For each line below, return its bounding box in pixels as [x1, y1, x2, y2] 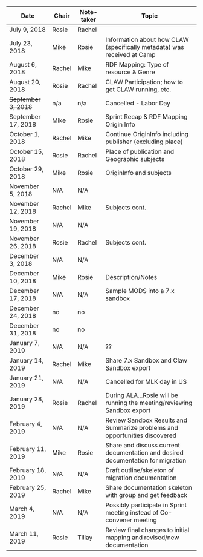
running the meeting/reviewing [105, 399, 193, 407]
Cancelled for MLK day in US [105, 378, 187, 386]
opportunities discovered [105, 431, 177, 440]
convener [105, 516, 133, 524]
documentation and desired [105, 449, 184, 456]
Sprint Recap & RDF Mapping [105, 113, 188, 120]
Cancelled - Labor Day [105, 99, 171, 107]
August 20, [9, 78, 41, 86]
